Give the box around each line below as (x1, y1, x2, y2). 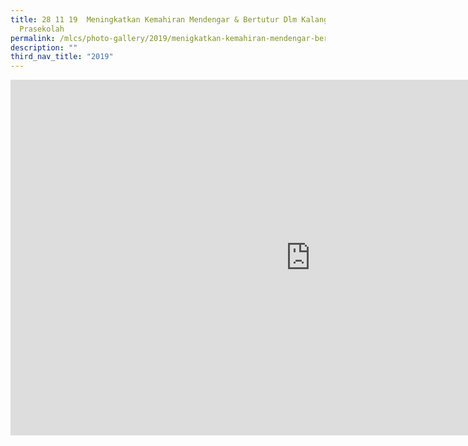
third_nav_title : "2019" (10, 52, 114, 62)
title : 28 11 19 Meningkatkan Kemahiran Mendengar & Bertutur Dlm (10, 14, 298, 25)
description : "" (10, 42, 78, 53)
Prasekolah (19, 24, 65, 34)
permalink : (10, 33, 56, 43)
